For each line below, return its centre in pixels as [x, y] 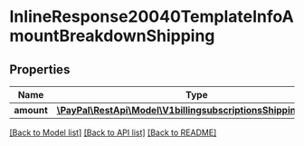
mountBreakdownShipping [112, 36]
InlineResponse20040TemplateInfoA [152, 17]
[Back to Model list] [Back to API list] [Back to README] [113, 132]
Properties [40, 69]
